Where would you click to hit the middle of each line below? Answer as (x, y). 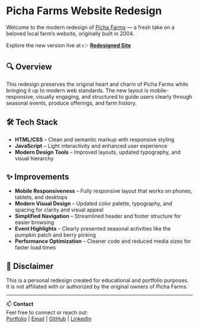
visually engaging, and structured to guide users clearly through (114, 96)
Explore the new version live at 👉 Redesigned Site (69, 45)
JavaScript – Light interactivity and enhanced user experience (91, 145)
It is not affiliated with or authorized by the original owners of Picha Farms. (97, 287)
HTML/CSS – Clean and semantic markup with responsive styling (94, 139)
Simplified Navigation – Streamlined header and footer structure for (98, 216)
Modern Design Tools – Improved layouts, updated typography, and (97, 152)
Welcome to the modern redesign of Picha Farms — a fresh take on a (90, 27)
